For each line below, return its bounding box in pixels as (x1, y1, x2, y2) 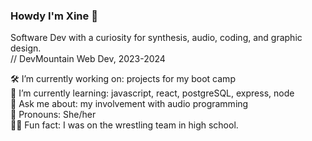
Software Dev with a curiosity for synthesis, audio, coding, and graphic (10, 32, 303, 44)
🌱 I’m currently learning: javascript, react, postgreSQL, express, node (10, 87, 295, 99)
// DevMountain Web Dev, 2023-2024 (10, 53, 166, 65)
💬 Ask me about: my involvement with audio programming (10, 98, 249, 110)
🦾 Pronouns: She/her (10, 109, 97, 121)
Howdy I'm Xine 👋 (10, 9, 98, 23)
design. (10, 42, 42, 54)
